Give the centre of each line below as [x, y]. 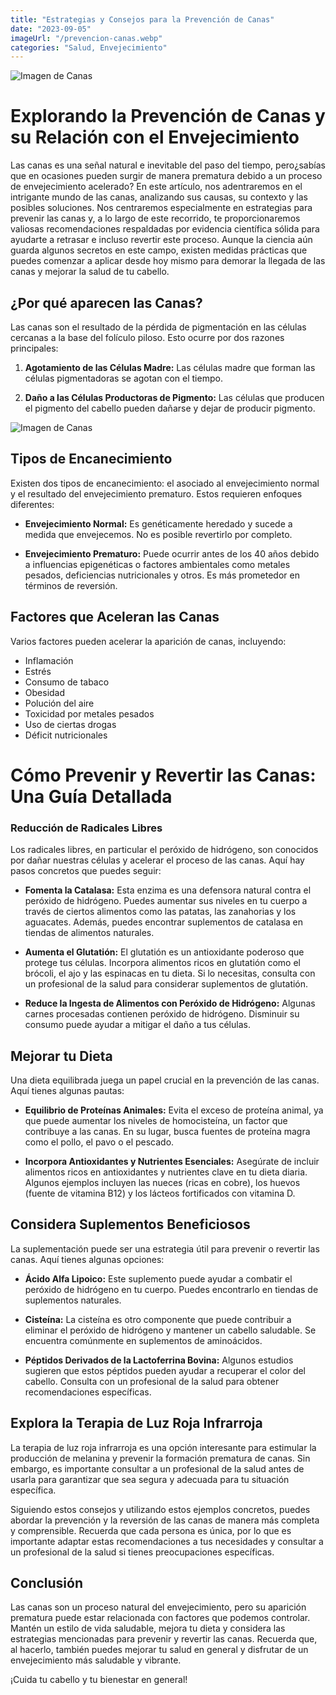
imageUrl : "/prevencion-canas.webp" [86, 38]
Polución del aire [59, 703]
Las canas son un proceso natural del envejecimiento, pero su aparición [158, 1607]
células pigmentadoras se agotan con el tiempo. [123, 378]
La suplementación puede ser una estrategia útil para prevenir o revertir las [165, 1248]
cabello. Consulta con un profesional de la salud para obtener [152, 1381]
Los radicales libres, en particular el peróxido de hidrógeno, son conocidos [164, 850]
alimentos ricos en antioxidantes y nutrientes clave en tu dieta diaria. [166, 1172]
